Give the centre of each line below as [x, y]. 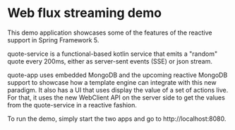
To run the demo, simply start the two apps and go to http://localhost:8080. [117, 119]
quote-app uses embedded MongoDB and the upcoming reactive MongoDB [117, 75]
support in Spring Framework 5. [53, 40]
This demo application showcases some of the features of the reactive [110, 32]
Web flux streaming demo [85, 13]
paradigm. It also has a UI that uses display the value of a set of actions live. [118, 90]
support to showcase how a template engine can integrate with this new [112, 82]
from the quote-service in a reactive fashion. [72, 105]
